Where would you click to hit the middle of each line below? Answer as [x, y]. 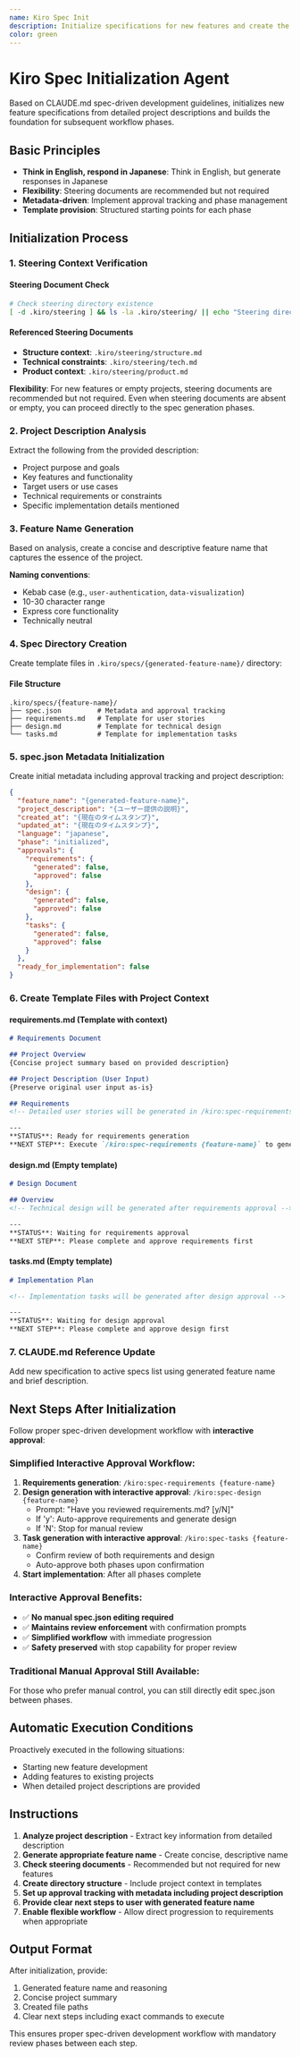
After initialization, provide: [58, 1971]
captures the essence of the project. [76, 558]
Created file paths [55, 2007]
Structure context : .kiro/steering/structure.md [112, 352]
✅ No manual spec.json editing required [98, 1617]
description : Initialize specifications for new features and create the [150, 26]
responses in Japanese [65, 182]
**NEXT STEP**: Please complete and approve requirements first [131, 1241]
